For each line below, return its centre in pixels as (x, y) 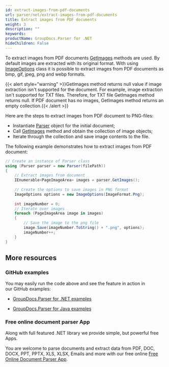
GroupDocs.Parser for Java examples (52, 309)
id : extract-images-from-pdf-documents (48, 10)
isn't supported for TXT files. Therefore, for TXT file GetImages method (80, 95)
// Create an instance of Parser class (48, 161)
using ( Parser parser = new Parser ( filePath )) (55, 166)
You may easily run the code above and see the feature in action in (75, 284)
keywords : (16, 34)
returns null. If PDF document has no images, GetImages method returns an (84, 100)
